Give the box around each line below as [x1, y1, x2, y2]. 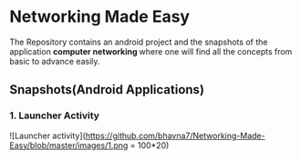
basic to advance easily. [9, 55, 100, 66]
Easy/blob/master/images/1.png [9, 139, 129, 151]
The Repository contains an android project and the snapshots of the [9, 36, 268, 47]
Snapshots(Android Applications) [9, 82, 205, 97]
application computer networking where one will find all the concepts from [9, 45, 293, 56]
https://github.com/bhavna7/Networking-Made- [85, 130, 266, 141]
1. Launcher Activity [9, 109, 100, 122]
